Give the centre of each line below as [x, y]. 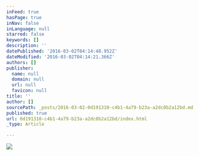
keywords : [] [23, 40]
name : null [25, 74]
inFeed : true [23, 12]
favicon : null [29, 91]
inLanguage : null [28, 29]
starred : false [25, 34]
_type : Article [25, 125]
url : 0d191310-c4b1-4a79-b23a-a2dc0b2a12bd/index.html [77, 119]
